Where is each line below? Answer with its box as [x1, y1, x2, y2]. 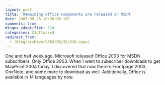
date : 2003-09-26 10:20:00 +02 [5, 16, 70, 21]
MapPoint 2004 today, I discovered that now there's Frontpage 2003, [5, 63, 147, 69]
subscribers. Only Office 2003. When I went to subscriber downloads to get [5, 58, 161, 64]
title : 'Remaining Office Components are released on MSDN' [5, 12, 133, 17]
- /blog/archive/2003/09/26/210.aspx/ [9, 40, 90, 44]
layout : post [5, 7, 32, 12]
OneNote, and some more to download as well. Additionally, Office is [5, 69, 146, 75]
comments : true [5, 21, 37, 26]
